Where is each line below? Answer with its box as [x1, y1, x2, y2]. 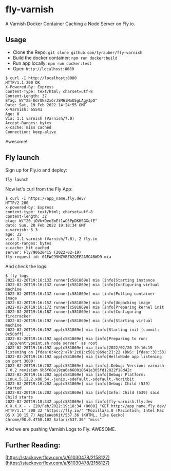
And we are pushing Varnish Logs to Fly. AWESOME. [5, 426, 117, 432]
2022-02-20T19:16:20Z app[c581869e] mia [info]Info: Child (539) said [5, 390, 160, 395]
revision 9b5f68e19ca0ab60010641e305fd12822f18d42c [18, 367, 132, 373]
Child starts [5, 394, 33, 400]
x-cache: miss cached [5, 125, 52, 130]
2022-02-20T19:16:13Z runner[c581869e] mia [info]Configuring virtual [5, 282, 160, 287]
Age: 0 [5, 111, 20, 117]
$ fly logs [5, 273, 29, 278]
